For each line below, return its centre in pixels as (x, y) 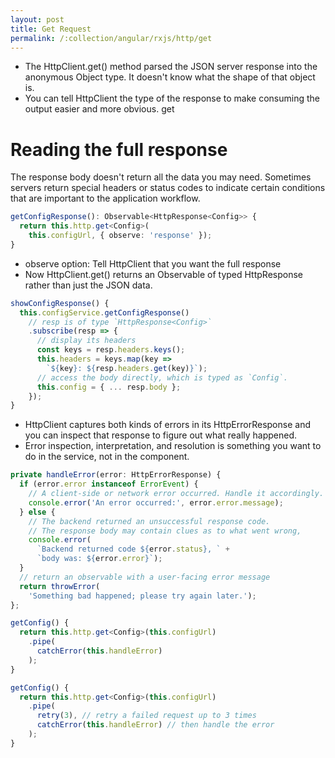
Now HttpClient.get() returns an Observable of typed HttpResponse (163, 274)
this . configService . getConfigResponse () (104, 312)
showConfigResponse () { (60, 303)
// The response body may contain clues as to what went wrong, (165, 531)
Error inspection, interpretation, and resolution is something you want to (173, 446)
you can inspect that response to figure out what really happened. (161, 435)
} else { (37, 512)
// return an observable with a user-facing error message (145, 577)
